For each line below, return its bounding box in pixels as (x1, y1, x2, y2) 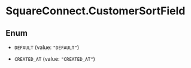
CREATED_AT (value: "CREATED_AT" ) (14, 55, 95, 62)
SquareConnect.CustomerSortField (5, 4, 186, 18)
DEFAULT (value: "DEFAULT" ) (14, 44, 79, 51)
